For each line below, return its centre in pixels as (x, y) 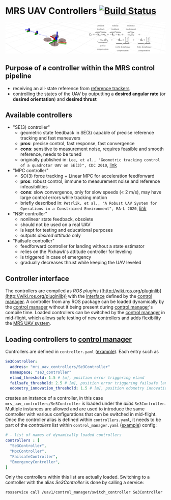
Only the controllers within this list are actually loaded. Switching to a (78, 477)
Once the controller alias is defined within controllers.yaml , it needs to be (83, 420)
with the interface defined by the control (110, 296)
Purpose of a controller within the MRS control (80, 68)
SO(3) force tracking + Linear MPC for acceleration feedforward (87, 176)
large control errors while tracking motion (64, 198)
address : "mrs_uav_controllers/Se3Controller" (60, 367)
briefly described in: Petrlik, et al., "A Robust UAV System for (89, 203)
